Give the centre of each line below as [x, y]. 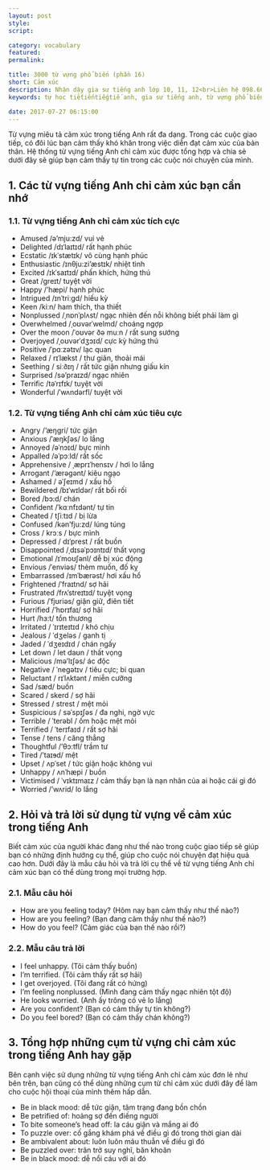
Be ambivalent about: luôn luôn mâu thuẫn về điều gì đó [112, 1141]
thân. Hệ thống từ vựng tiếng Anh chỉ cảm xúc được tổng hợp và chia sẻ [127, 152]
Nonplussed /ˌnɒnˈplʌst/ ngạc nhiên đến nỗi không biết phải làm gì [129, 315]
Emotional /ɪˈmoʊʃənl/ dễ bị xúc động [81, 559]
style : [19, 23]
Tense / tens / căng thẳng [63, 738]
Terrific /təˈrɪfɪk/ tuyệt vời [61, 384]
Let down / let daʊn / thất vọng [71, 653]
